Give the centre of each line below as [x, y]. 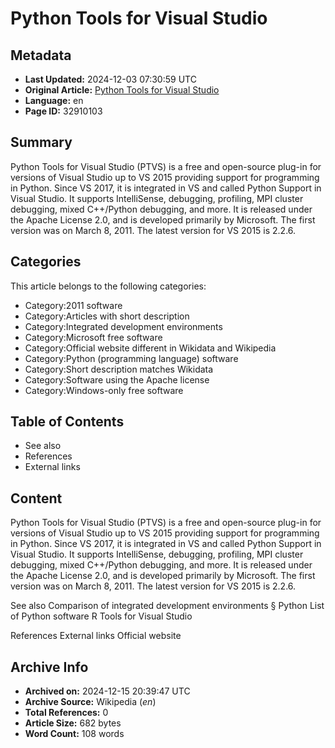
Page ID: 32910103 [63, 111]
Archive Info [49, 667]
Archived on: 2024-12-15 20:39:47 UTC [107, 691]
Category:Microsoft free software [93, 337]
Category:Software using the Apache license [117, 379]
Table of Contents [67, 422]
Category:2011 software [73, 305]
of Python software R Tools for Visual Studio [101, 616]
